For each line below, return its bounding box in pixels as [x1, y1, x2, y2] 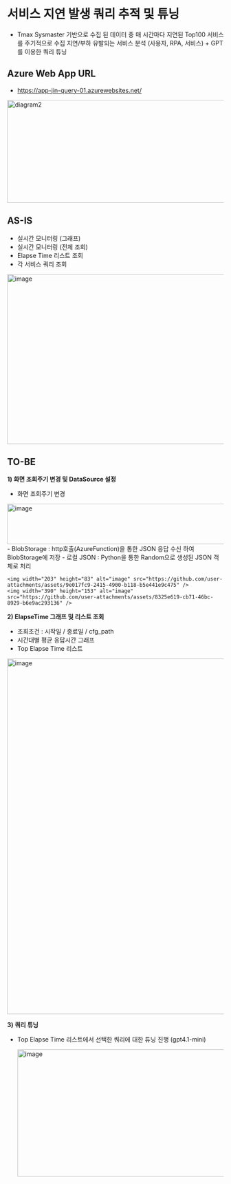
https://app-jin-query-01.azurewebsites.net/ [16, 86, 142, 94]
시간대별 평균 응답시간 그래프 [16, 636, 95, 644]
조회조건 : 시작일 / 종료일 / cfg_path [16, 627, 114, 636]
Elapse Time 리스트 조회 [16, 251, 84, 259]
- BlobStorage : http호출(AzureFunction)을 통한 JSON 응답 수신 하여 [7, 545, 195, 553]
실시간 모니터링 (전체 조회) [16, 242, 88, 251]
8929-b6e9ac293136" [7, 600, 63, 607]
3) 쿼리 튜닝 [7, 1021, 39, 1029]
